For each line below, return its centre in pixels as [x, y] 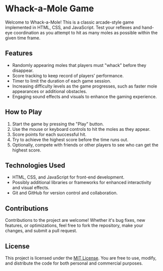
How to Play [24, 112]
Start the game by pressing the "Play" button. [58, 124]
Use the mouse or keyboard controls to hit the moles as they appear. [81, 129]
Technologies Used [35, 165]
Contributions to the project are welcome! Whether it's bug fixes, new [75, 220]
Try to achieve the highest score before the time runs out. [70, 139]
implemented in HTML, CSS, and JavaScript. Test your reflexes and [73, 27]
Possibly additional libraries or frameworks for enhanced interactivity [82, 182]
